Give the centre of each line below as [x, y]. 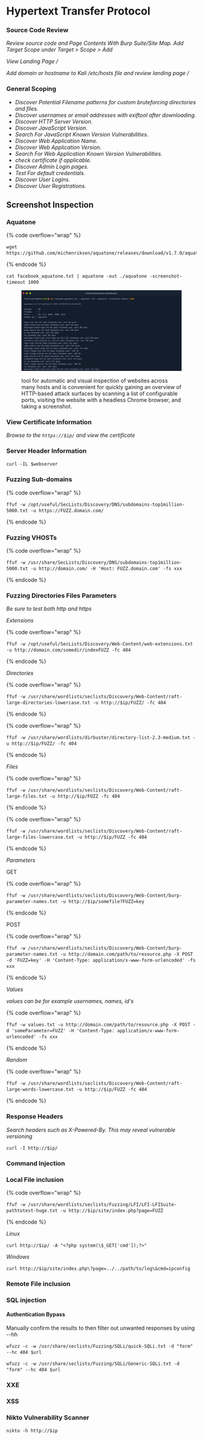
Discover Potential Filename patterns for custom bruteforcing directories [105, 102]
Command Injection [36, 1163]
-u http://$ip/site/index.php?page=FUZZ [112, 1210]
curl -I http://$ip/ [32, 1148]
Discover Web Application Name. [56, 141]
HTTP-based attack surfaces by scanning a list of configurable [100, 393]
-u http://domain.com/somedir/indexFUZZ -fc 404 [69, 650]
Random [17, 1060]
